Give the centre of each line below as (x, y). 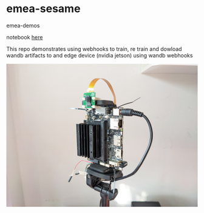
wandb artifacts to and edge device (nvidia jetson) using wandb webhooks (100, 55)
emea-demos (23, 25)
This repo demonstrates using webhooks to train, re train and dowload (94, 49)
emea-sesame (43, 9)
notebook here (25, 37)
